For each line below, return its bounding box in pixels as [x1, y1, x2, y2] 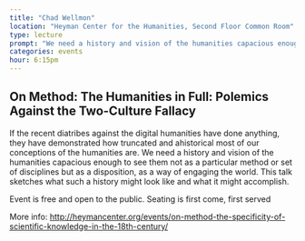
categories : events [9, 47, 84, 56]
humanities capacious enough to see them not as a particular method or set [9, 156, 293, 167]
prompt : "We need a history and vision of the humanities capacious [9, 38, 274, 48]
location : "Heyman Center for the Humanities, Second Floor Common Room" [9, 22, 295, 31]
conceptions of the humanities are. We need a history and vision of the [9, 146, 274, 157]
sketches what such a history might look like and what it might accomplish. [9, 176, 290, 186]
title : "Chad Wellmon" [9, 13, 95, 23]
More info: [9, 211, 48, 222]
